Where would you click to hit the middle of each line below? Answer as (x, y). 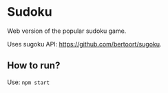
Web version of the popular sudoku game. (67, 31)
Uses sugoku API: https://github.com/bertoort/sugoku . (84, 44)
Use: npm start (29, 82)
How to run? (34, 66)
